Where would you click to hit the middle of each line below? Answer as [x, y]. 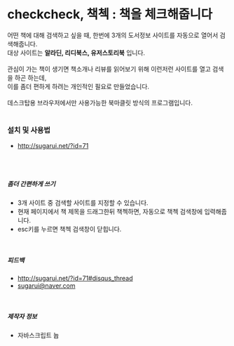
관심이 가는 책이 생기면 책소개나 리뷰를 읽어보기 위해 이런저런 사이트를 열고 [109, 69]
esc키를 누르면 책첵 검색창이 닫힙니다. [69, 229]
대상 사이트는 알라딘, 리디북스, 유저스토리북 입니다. [76, 53]
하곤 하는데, [30, 77]
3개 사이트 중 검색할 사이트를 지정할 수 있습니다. [83, 203]
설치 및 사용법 [29, 130]
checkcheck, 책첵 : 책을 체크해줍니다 [110, 14]
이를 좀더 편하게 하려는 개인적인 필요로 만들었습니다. [78, 86]
